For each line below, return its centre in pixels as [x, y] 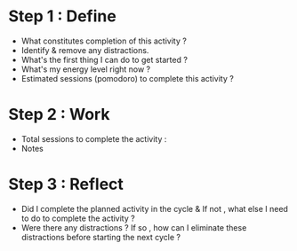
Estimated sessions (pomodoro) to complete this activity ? [128, 78]
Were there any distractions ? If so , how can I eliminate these [134, 227]
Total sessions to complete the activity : [94, 138]
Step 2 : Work [59, 115]
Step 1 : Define [62, 16]
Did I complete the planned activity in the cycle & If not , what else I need [154, 208]
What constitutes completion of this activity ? [104, 41]
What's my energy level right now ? [86, 69]
